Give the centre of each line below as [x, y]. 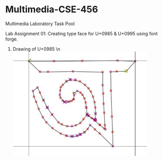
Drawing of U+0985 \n [36, 49]
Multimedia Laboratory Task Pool [40, 24]
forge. [11, 39]
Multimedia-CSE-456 [52, 9]
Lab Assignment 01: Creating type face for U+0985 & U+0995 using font [81, 33]
